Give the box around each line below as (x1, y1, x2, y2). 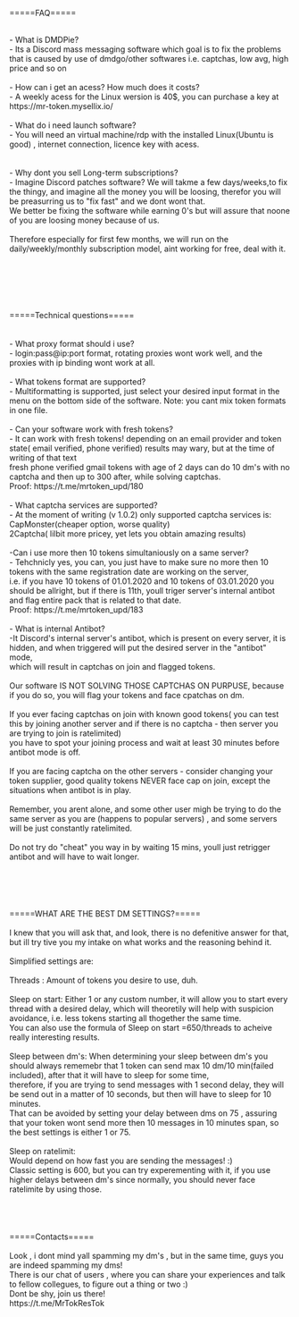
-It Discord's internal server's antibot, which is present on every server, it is (9, 633, 287, 643)
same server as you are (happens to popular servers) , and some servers (9, 814, 278, 823)
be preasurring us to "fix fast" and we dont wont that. (9, 196, 205, 207)
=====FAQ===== (9, 8, 77, 18)
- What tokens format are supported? (9, 376, 146, 387)
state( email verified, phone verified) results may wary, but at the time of (9, 443, 275, 453)
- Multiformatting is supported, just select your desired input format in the (9, 386, 280, 396)
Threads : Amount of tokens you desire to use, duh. (9, 975, 198, 985)
